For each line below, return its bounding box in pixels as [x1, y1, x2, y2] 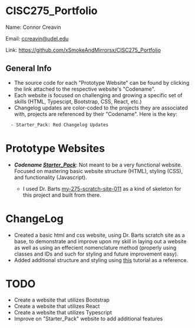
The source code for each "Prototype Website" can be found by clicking [14, 79, 190, 86]
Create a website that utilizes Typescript [14, 309, 113, 316]
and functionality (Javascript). [14, 174, 87, 181]
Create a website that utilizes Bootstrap [14, 296, 110, 304]
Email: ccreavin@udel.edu [5, 35, 69, 42]
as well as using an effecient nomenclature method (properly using [14, 244, 177, 251]
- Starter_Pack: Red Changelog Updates [11, 122, 109, 128]
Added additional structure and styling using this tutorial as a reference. [14, 256, 189, 263]
